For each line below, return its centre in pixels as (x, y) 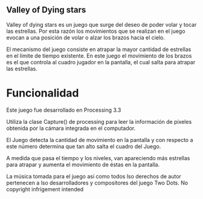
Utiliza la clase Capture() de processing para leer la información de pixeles (99, 121)
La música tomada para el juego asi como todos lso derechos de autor (94, 176)
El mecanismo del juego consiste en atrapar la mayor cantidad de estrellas (99, 49)
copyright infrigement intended (45, 189)
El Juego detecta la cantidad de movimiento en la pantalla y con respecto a (100, 140)
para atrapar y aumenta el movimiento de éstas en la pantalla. (83, 164)
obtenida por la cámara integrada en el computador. (71, 128)
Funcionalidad (43, 93)
